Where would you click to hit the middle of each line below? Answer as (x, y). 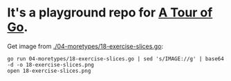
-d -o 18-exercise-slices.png (51, 65)
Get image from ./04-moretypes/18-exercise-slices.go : (85, 46)
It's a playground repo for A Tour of (110, 13)
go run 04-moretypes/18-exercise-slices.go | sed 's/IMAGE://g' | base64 (116, 59)
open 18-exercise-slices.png (49, 71)
